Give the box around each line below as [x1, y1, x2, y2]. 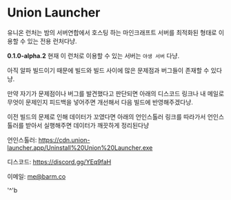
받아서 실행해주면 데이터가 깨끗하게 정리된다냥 [25, 121, 150, 129]
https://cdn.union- [38, 135, 90, 144]
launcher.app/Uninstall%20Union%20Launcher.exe [7, 143, 153, 152]
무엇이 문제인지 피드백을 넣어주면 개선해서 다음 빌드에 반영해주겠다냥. [7, 98, 193, 106]
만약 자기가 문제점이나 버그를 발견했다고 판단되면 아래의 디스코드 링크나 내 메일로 [7, 89, 225, 98]
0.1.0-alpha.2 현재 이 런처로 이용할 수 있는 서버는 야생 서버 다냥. [7, 52, 180, 60]
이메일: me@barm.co [7, 172, 66, 180]
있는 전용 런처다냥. [27, 36, 77, 45]
